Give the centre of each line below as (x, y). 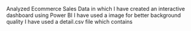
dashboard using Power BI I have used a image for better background (94, 15)
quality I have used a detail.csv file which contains (70, 22)
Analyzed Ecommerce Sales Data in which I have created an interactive (95, 9)
